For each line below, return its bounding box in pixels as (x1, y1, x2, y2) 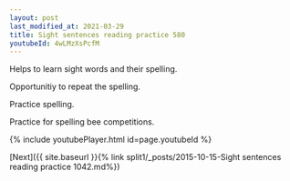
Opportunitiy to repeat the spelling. (9, 81, 141, 92)
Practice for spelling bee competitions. (9, 116, 155, 127)
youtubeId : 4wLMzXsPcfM (9, 38, 100, 48)
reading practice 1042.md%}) (9, 161, 120, 173)
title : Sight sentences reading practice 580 (9, 30, 185, 39)
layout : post (9, 13, 59, 23)
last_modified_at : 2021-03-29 (9, 22, 125, 31)
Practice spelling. (9, 99, 75, 110)
